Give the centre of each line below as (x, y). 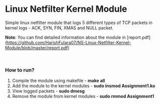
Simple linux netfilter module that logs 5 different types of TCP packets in (79, 23)
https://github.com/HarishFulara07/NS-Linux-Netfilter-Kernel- (69, 42)
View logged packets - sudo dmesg (48, 91)
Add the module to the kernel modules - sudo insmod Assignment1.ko (84, 86)
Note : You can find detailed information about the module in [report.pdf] (78, 37)
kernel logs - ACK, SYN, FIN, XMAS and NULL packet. (59, 27)
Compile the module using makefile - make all (58, 81)
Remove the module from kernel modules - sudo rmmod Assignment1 (83, 96)
